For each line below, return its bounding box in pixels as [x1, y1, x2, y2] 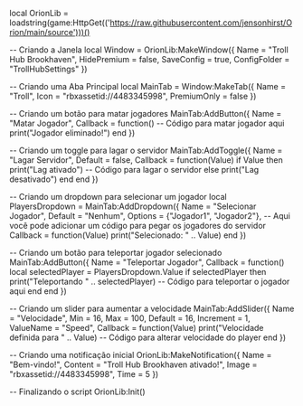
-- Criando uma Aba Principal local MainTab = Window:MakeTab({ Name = [9, 81, 287, 91]
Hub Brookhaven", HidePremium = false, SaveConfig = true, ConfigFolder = [9, 54, 290, 64]
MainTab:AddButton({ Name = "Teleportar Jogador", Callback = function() [9, 257, 285, 268]
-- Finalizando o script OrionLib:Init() [9, 386, 147, 397]
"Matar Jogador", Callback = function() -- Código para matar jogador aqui [9, 118, 285, 128]
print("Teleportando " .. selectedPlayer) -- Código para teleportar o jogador [9, 276, 290, 287]
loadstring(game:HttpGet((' [9, 17, 110, 28]
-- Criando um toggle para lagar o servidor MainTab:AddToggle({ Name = [9, 145, 283, 156]
